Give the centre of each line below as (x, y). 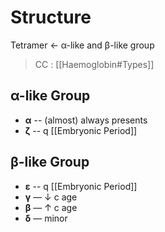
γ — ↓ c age (51, 197)
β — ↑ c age (51, 207)
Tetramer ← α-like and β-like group (82, 45)
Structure (51, 17)
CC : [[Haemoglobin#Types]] (94, 64)
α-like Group (50, 96)
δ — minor (46, 218)
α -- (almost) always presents (86, 120)
